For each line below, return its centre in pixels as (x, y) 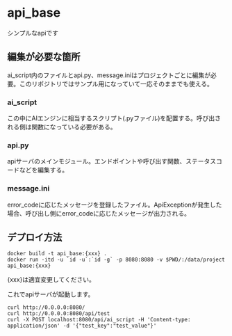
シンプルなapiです (33, 33)
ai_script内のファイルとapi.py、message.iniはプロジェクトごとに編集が (109, 75)
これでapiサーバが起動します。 (51, 294)
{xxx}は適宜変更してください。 (51, 280)
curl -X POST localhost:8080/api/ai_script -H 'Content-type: (99, 320)
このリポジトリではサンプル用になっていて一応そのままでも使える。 (116, 83)
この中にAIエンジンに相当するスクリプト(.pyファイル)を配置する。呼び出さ (114, 118)
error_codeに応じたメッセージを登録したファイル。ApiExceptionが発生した (115, 205)
